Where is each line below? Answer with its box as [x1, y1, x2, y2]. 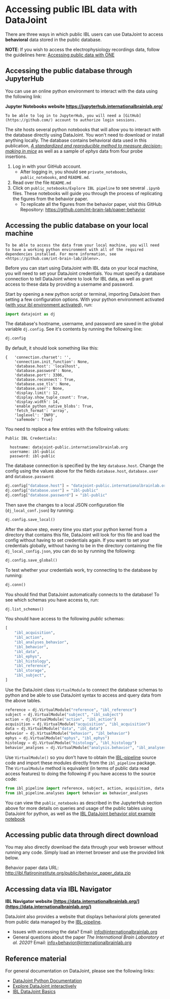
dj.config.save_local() [5, 517, 56, 522]
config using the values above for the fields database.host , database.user [5, 468, 158, 474]
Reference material [5, 954, 67, 963]
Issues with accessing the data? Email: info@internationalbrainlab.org [12, 929, 158, 935]
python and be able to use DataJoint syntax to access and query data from [5, 692, 161, 698]
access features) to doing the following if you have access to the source [5, 770, 156, 776]
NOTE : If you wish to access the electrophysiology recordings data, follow [5, 46, 160, 52]
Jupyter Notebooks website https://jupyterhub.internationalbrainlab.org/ [5, 103, 163, 109]
